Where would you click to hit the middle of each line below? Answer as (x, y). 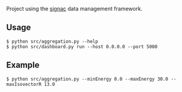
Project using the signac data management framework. (74, 9)
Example (23, 65)
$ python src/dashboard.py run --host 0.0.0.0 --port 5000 (82, 47)
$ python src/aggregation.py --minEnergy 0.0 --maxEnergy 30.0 (87, 79)
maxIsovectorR (24, 84)
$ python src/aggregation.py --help (52, 41)
